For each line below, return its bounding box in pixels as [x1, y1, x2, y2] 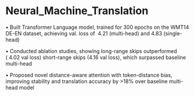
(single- [163, 29, 183, 37]
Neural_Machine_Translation [5, 4, 149, 18]
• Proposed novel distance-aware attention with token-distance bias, [5, 71, 173, 78]
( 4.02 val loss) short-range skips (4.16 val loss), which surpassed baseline [5, 54, 186, 61]
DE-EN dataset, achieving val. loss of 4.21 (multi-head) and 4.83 [5, 29, 163, 37]
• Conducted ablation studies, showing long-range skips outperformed [5, 47, 177, 54]
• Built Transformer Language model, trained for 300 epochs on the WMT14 [5, 24, 189, 31]
